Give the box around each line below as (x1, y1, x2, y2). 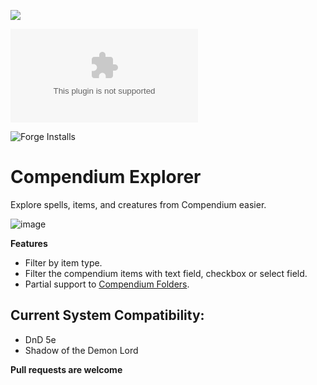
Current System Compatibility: (10, 307, 205, 324)
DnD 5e (24, 333, 57, 345)
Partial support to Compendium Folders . (24, 278, 190, 290)
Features (10, 237, 48, 249)
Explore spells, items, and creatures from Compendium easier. (10, 198, 267, 210)
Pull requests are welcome (10, 363, 123, 375)
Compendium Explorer (10, 166, 202, 189)
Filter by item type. (24, 256, 103, 269)
